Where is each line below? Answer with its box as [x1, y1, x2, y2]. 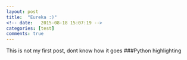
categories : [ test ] [6, 25, 55, 31]
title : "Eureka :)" [6, 14, 58, 20]
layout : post [6, 8, 39, 15]
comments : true [6, 31, 44, 37]
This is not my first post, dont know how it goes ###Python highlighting [6, 47, 182, 54]
